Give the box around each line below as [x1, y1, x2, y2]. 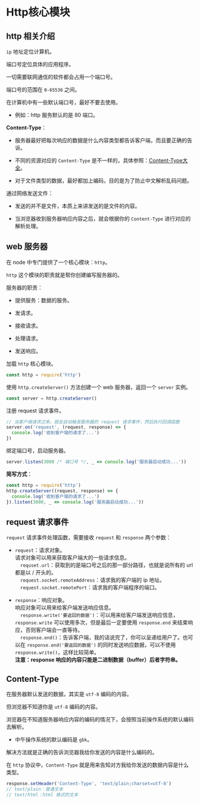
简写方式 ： [6, 470, 33, 477]
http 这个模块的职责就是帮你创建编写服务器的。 [6, 271, 123, 278]
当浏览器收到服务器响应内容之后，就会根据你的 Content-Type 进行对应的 [14, 215, 191, 222]
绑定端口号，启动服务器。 [6, 447, 69, 454]
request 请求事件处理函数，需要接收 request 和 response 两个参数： [6, 534, 171, 541]
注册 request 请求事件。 [6, 407, 65, 414]
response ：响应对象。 [14, 597, 68, 604]
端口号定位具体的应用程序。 [6, 61, 74, 67]
